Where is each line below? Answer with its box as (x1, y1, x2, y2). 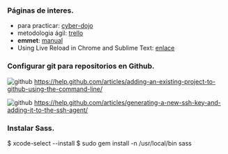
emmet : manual (17, 36, 63, 45)
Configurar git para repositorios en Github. (7, 62, 155, 71)
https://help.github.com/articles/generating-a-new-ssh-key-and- (33, 98, 221, 106)
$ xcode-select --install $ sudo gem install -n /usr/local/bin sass (7, 139, 192, 147)
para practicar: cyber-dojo (17, 22, 93, 30)
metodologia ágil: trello (17, 29, 84, 37)
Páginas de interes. (7, 6, 75, 15)
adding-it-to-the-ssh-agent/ (7, 106, 89, 114)
